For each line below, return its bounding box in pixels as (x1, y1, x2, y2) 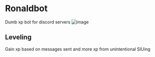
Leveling (5, 33, 32, 41)
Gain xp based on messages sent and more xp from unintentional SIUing (5, 46, 151, 52)
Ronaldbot (5, 3, 48, 14)
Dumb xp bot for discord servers (5, 19, 71, 25)
